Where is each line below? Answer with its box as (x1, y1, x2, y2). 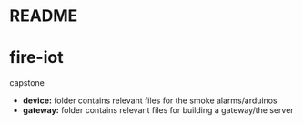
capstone (9, 78, 45, 89)
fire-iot (9, 47, 64, 68)
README (9, 5, 78, 26)
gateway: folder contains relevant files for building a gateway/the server (22, 105, 294, 116)
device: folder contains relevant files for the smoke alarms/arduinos (22, 95, 278, 106)
